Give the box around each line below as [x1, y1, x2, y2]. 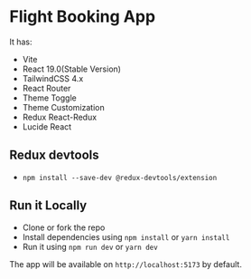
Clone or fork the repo [22, 222, 106, 233]
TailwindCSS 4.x [22, 72, 84, 83]
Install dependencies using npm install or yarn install [22, 231, 230, 242]
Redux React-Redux [22, 111, 98, 122]
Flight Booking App [9, 6, 156, 27]
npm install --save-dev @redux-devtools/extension [22, 173, 218, 182]
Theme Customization [22, 101, 106, 112]
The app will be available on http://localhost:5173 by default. [9, 258, 242, 269]
